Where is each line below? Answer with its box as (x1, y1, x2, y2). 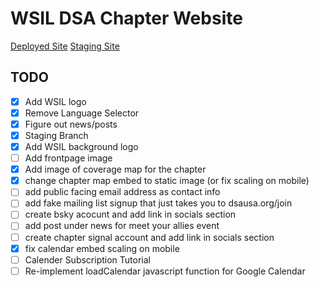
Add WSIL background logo (24, 141, 139, 152)
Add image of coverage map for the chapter (24, 163, 207, 176)
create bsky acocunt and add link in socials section (24, 208, 237, 221)
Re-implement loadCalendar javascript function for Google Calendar (24, 265, 306, 277)
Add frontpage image (24, 152, 113, 164)
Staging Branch (24, 129, 89, 141)
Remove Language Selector (24, 107, 140, 119)
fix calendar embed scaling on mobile (24, 242, 180, 254)
